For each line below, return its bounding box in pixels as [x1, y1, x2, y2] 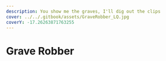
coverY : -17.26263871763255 [6, 19, 75, 25]
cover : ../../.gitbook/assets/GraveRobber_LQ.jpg [6, 14, 130, 20]
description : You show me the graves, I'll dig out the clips [6, 8, 161, 15]
